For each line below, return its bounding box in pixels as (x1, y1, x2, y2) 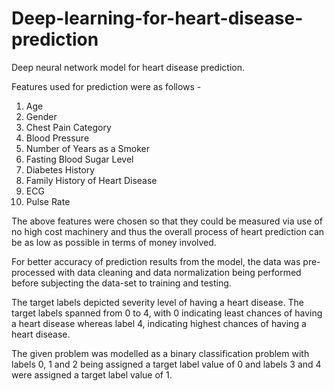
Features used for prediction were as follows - (11, 80, 202, 92)
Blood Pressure (25, 132, 90, 144)
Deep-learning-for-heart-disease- (11, 7, 304, 30)
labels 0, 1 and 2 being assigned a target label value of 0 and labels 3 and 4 (11, 358, 322, 370)
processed (11, 266, 56, 278)
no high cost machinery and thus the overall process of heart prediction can (11, 225, 325, 237)
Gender (25, 110, 58, 122)
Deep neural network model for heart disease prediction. (11, 61, 245, 73)
